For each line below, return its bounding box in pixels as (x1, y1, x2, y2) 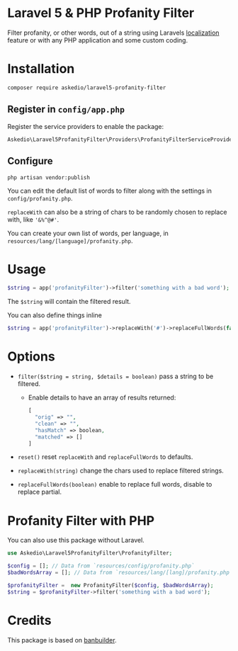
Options (7, 349, 55, 365)
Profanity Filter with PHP (7, 512, 154, 528)
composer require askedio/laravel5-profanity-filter (7, 84, 166, 91)
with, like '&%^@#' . (7, 215, 59, 224)
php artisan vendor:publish (7, 174, 91, 181)
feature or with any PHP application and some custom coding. (7, 35, 188, 44)
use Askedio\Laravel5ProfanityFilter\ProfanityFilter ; (7, 550, 173, 557)
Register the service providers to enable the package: (7, 122, 164, 130)
